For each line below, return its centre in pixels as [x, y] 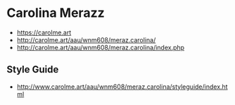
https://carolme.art [44, 32]
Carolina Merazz [56, 13]
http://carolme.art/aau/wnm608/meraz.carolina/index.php [100, 47]
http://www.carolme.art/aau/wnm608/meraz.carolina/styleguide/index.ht [122, 87]
